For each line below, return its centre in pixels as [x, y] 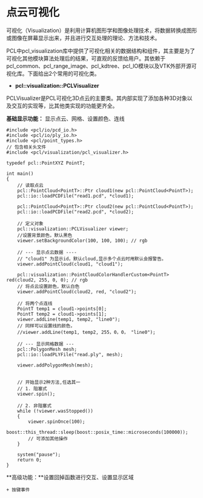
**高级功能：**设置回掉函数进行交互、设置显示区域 [70, 477]
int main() [20, 173]
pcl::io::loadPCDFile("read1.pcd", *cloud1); [76, 196]
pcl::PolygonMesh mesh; [47, 349]
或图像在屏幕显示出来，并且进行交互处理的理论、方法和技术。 [83, 38]
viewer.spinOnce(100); [57, 422]
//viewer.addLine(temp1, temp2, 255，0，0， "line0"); [86, 332]
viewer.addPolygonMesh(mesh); [55, 365]
